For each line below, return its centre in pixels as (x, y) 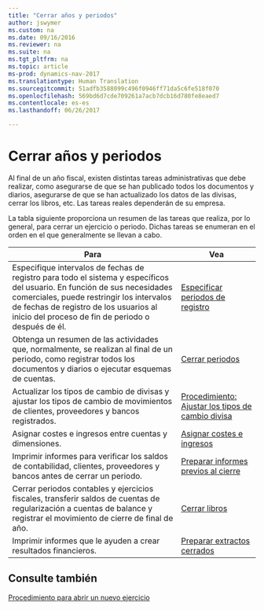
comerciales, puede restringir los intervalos (92, 297)
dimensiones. (37, 443)
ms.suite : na (29, 52)
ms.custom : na (31, 30)
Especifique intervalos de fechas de (78, 267)
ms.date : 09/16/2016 (42, 37)
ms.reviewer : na (35, 45)
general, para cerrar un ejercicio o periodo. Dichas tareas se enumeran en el (132, 226)
